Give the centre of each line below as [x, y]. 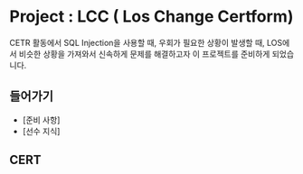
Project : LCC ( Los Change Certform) [151, 17]
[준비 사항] [41, 120]
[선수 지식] [41, 131]
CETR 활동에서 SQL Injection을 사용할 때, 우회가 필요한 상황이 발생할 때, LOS [146, 42]
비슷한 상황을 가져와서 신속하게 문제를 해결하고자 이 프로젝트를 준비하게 [144, 54]
